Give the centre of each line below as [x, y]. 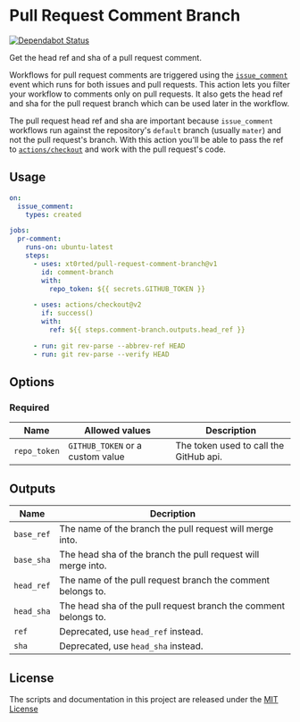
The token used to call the [229, 446]
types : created [54, 214]
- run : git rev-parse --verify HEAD [101, 354]
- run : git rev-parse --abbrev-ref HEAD [109, 346]
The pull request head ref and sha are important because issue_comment [142, 121]
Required [29, 407]
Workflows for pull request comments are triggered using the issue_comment [149, 75]
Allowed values [118, 431]
